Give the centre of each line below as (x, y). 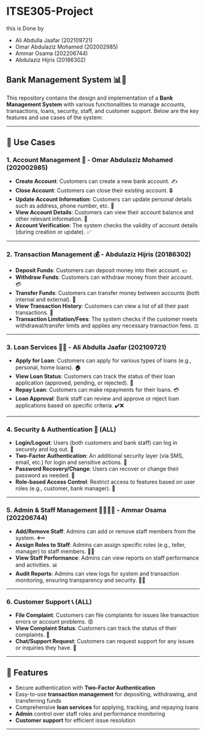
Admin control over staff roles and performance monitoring (90, 713)
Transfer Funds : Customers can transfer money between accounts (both (107, 292)
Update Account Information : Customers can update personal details (103, 199)
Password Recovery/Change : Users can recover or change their (97, 469)
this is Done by (25, 28)
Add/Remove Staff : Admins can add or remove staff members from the (105, 531)
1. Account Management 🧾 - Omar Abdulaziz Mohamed (90, 160)
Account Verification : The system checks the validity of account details (106, 225)
